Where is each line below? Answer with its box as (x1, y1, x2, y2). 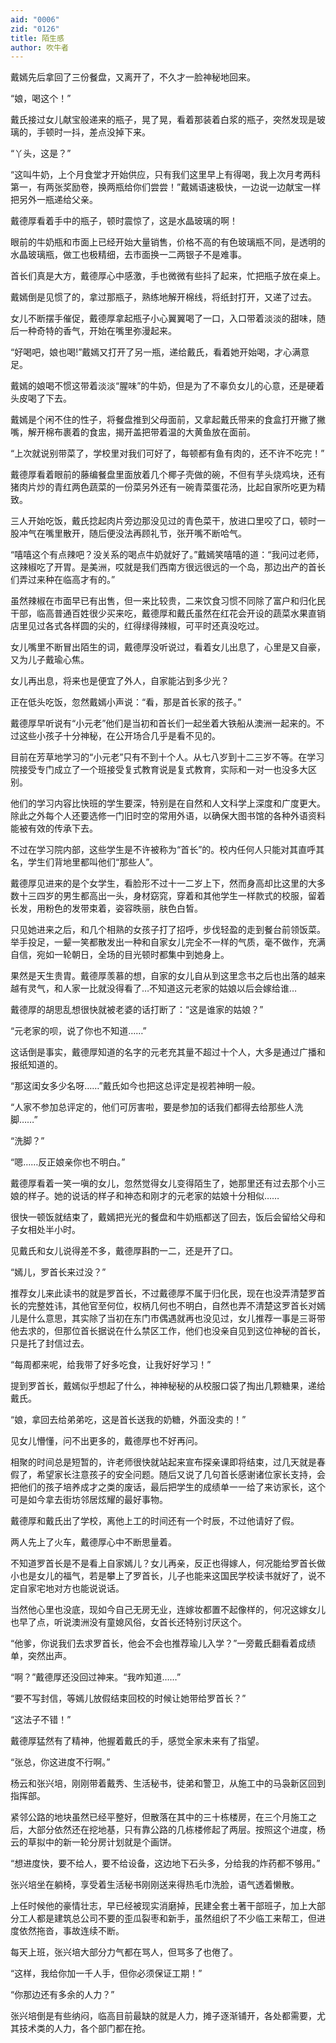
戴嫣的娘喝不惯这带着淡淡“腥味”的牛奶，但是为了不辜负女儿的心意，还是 (10, 380, 308, 392)
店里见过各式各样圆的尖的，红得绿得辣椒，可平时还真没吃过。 (10, 620, 265, 632)
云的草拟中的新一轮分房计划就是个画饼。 (10, 1836, 177, 1848)
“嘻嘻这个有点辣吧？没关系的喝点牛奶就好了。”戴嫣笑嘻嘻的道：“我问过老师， (10, 549, 325, 561)
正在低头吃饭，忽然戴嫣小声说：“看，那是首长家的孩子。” (10, 696, 242, 708)
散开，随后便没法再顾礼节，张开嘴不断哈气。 (62, 527, 247, 540)
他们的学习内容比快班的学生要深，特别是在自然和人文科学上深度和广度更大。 (10, 797, 326, 810)
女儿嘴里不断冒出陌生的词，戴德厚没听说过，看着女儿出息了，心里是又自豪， (10, 641, 326, 653)
